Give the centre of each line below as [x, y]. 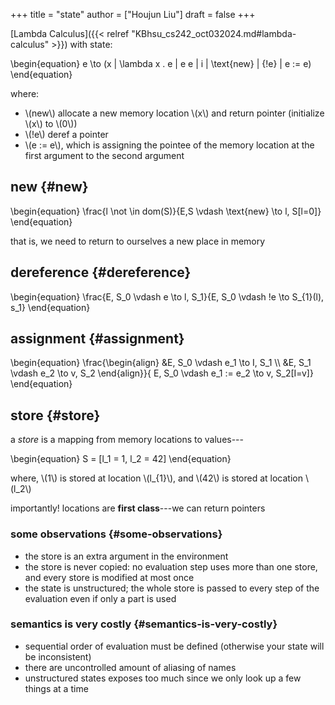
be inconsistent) [58, 656]
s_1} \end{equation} [50, 307]
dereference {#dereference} [101, 272]
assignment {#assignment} [97, 339]
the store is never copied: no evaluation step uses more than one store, [171, 566]
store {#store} [55, 415]
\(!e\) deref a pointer [66, 134]
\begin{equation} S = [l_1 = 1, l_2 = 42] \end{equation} [121, 459]
